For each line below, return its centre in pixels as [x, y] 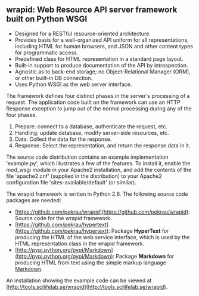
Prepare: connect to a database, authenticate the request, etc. [91, 126]
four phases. [22, 115]
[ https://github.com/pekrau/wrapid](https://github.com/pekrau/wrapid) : [102, 212]
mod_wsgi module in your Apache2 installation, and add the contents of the [99, 169]
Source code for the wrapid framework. [63, 218]
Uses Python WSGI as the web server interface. [73, 84]
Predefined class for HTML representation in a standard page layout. [99, 58]
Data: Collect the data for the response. [63, 139]
